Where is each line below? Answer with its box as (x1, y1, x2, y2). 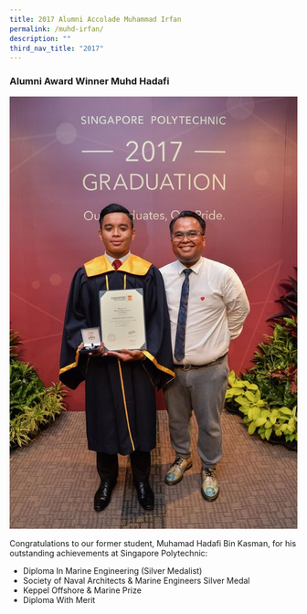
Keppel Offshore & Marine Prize (22, 585, 142, 596)
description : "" (9, 34, 71, 43)
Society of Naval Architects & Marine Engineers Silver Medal (22, 575, 250, 586)
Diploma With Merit (22, 594, 96, 605)
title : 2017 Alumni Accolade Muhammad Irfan (9, 15, 182, 24)
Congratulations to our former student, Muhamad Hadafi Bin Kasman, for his (9, 537, 297, 548)
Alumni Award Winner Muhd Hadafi (9, 75, 170, 88)
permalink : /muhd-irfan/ (9, 24, 104, 34)
